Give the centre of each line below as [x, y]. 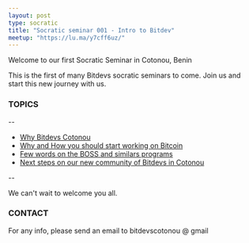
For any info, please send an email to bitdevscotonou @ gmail [108, 230]
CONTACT [28, 213]
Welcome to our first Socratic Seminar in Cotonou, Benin [100, 60]
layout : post [30, 15]
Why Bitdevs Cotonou [55, 137]
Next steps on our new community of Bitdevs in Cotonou [112, 162]
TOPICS [24, 104]
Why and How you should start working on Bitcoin [101, 145]
